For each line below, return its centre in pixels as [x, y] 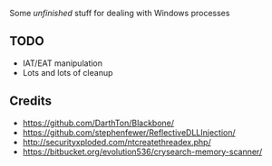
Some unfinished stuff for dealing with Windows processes [120, 13]
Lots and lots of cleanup [68, 72]
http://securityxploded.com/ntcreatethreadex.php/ [117, 142]
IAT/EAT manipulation [62, 63]
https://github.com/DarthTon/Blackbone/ [98, 123]
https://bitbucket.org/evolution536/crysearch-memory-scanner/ [142, 152]
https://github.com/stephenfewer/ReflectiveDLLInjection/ [129, 132]
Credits [31, 101]
